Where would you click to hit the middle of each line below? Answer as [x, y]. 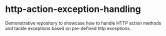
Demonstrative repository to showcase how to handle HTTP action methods [83, 23]
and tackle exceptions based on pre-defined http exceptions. [68, 28]
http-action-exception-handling [73, 9]
